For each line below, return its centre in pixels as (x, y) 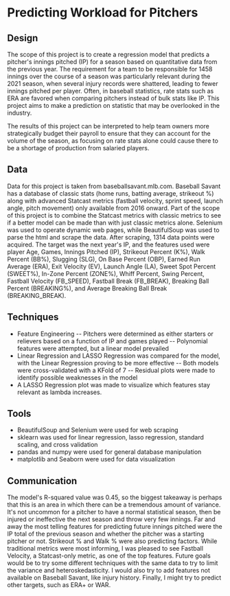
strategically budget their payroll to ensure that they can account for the (109, 133)
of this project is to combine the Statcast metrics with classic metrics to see (114, 215)
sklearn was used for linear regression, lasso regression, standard (111, 437)
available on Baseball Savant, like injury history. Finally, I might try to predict (114, 577)
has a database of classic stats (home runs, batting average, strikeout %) (111, 193)
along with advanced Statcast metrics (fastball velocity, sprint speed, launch (115, 200)
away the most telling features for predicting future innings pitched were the (115, 527)
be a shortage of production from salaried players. (78, 148)
